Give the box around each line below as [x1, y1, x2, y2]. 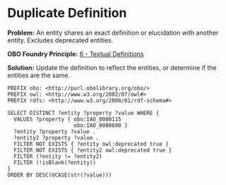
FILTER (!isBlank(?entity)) [13, 159, 97, 166]
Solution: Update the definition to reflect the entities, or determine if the [7, 63, 217, 72]
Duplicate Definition [7, 5, 127, 21]
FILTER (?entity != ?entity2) [13, 152, 102, 160]
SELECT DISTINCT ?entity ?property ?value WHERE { [7, 109, 160, 116]
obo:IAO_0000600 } [73, 122, 129, 129]
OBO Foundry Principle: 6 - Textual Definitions [7, 50, 144, 58]
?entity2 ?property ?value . [13, 134, 100, 141]
